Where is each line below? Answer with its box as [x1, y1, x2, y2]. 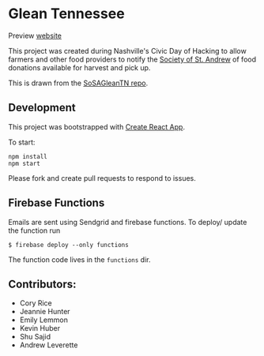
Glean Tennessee [8, 5, 125, 23]
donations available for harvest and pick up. [8, 62, 151, 72]
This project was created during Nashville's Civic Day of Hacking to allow [8, 46, 247, 55]
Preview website [8, 31, 62, 40]
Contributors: [8, 277, 77, 290]
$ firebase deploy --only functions [8, 241, 129, 249]
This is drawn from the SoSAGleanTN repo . [8, 78, 149, 88]
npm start [8, 159, 41, 167]
